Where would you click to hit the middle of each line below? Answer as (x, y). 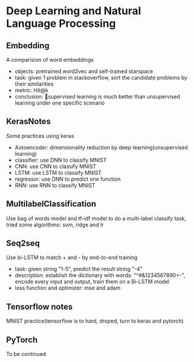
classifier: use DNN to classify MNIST (61, 160)
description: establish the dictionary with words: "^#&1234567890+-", (100, 275)
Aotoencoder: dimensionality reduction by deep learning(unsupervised (101, 147)
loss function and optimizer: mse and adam (67, 288)
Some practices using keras (40, 136)
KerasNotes (28, 122)
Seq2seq (23, 243)
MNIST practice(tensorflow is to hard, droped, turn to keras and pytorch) (95, 321)
